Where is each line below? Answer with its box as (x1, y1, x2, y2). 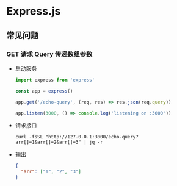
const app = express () (15, 88, 73, 94)
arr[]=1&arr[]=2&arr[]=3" (15, 139, 81, 146)
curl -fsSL (15, 134, 43, 140)
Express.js (6, 4, 61, 18)
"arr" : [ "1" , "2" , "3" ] (21, 169, 81, 175)
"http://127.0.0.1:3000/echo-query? (45, 134, 139, 140)
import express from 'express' (15, 77, 95, 83)
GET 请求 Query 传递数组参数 (6, 50, 93, 59)
